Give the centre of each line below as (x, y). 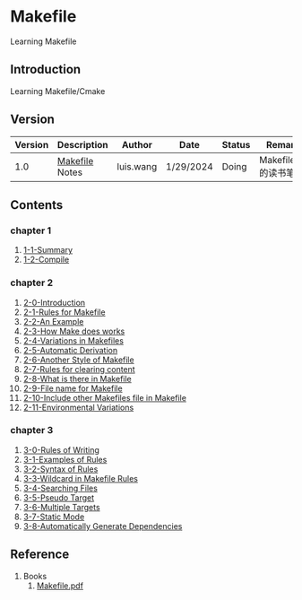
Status (236, 144)
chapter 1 (31, 230)
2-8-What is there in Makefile (78, 378)
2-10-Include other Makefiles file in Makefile (105, 397)
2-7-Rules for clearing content (79, 369)
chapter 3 (32, 430)
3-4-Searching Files (60, 488)
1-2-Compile (46, 260)
